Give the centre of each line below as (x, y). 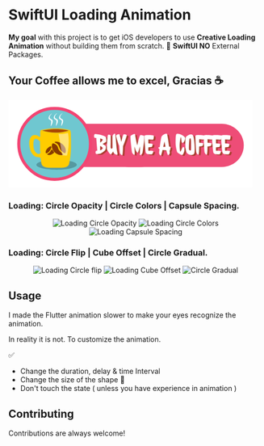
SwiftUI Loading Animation (100, 15)
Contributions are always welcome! (67, 433)
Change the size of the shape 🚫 (72, 380)
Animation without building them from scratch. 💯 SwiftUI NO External (124, 45)
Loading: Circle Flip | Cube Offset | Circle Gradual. (108, 252)
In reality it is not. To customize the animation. (85, 339)
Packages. (26, 54)
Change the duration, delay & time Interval (90, 371)
